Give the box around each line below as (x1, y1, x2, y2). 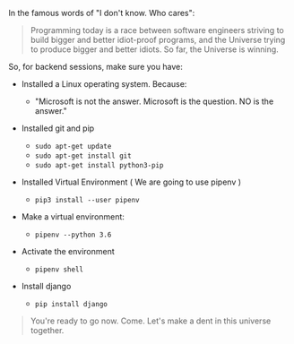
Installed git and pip (21, 123, 95, 133)
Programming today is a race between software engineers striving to (30, 25, 284, 35)
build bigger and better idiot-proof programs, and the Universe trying (30, 35, 286, 45)
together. (30, 325, 65, 335)
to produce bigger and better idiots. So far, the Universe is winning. (30, 44, 279, 55)
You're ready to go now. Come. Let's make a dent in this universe (30, 315, 272, 326)
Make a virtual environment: (21, 211, 125, 222)
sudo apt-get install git (34, 151, 132, 160)
